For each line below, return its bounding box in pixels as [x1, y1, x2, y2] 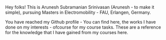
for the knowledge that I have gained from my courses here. [5, 30, 129, 35]
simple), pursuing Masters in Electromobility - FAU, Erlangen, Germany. [5, 9, 151, 15]
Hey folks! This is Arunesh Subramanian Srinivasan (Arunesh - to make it [5, 4, 155, 10]
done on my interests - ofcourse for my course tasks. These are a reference [5, 24, 161, 30]
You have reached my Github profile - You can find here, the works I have [5, 19, 156, 25]
